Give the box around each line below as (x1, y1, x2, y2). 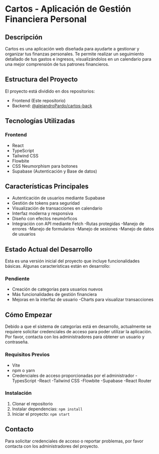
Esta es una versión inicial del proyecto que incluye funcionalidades (5, 258, 140, 264)
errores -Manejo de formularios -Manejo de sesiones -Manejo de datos (12, 226, 154, 232)
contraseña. (5, 339, 29, 345)
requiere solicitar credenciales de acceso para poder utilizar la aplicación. (5, 329, 152, 335)
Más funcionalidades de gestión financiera (12, 292, 97, 297)
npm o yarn (12, 367, 35, 373)
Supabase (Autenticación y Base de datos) (12, 168, 98, 174)
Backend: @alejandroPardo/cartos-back (12, 103, 92, 109)
